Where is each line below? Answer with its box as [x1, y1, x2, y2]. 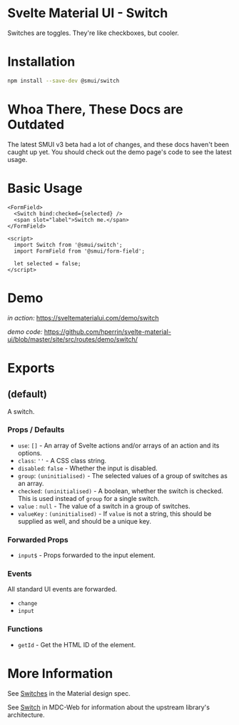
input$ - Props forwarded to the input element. [17, 551, 156, 559]
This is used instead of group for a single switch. [17, 494, 160, 502]
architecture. [7, 710, 45, 719]
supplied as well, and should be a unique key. [17, 517, 152, 525]
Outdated [7, 116, 65, 133]
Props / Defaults [7, 425, 65, 435]
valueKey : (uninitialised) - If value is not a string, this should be [17, 509, 212, 518]
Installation [7, 54, 76, 70]
